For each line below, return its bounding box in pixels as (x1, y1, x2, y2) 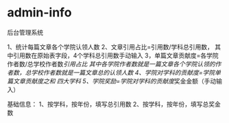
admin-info (7, 5, 72, 20)
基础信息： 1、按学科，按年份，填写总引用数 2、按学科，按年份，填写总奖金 (7, 100, 221, 108)
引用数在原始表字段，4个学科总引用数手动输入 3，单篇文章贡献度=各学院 (12, 51, 219, 59)
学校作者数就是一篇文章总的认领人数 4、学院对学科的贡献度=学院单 (30, 68, 221, 77)
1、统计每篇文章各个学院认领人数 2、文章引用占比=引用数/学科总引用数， (7, 42, 214, 51)
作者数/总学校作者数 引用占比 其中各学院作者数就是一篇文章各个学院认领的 (7, 59, 215, 68)
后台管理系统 (7, 28, 43, 36)
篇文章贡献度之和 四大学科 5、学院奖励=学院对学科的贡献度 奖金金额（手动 (7, 77, 217, 85)
